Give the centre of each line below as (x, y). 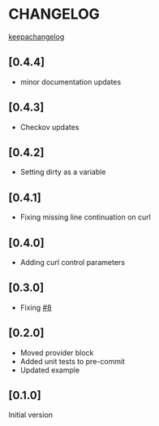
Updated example (50, 370)
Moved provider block (57, 352)
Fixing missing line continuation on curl (86, 217)
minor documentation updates (71, 81)
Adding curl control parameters (73, 262)
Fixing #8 (36, 307)
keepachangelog (37, 37)
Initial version (31, 415)
